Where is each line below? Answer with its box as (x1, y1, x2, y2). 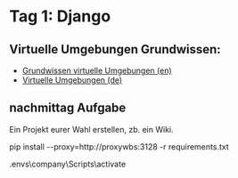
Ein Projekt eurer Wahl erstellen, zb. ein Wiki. (9, 124, 174, 134)
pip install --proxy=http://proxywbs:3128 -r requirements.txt (9, 141, 229, 152)
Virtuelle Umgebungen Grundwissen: (9, 42, 221, 57)
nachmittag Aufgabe (9, 101, 127, 116)
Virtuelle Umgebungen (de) (21, 75, 123, 85)
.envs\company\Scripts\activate (9, 158, 127, 169)
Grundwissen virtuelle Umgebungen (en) (21, 65, 172, 76)
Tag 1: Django (9, 6, 111, 27)
